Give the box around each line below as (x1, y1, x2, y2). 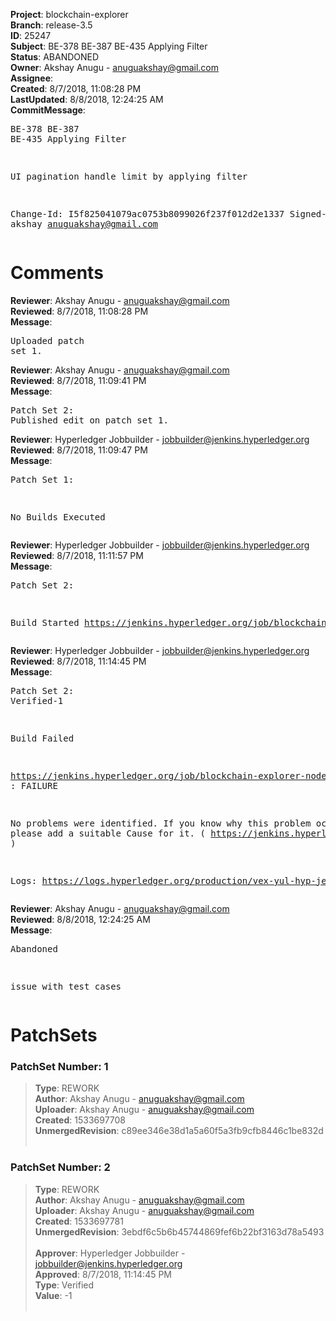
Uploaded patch (10, 335, 85, 346)
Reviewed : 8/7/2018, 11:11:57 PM (10, 549, 144, 561)
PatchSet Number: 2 (10, 1160, 111, 1174)
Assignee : (10, 72, 54, 84)
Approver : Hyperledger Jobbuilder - (34, 1247, 186, 1259)
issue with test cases (10, 980, 122, 992)
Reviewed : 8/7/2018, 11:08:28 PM (10, 305, 149, 317)
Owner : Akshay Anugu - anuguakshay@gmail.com (10, 62, 220, 73)
